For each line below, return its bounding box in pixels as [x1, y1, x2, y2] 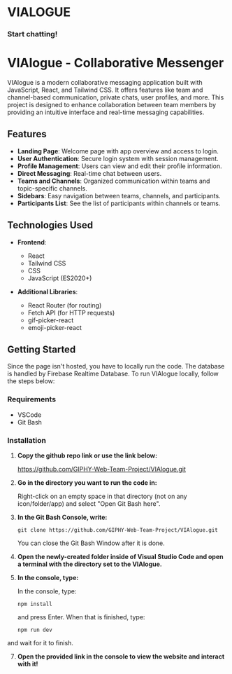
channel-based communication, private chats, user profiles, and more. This [7, 93, 224, 102]
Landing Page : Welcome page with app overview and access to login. [17, 146, 219, 155]
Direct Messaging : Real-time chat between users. [17, 169, 162, 177]
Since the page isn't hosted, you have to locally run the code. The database [7, 362, 225, 371]
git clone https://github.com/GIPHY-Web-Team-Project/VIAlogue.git [17, 527, 218, 534]
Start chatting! [7, 29, 58, 39]
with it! [17, 660, 38, 668]
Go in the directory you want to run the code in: [17, 479, 157, 487]
